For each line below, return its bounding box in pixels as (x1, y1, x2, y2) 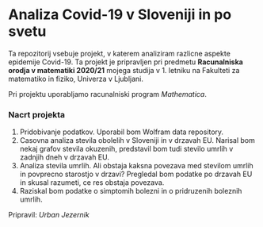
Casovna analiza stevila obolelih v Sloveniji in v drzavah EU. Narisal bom (19, 136, 256, 145)
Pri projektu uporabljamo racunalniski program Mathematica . (8, 89, 208, 98)
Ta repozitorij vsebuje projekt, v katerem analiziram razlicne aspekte (8, 48, 231, 58)
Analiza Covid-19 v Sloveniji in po (8, 6, 232, 24)
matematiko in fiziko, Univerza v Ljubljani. (8, 74, 144, 83)
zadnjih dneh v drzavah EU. (19, 152, 109, 162)
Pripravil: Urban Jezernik (8, 210, 90, 220)
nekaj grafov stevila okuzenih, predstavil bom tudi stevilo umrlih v (19, 144, 234, 154)
